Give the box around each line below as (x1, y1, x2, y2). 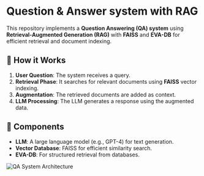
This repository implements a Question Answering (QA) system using (6, 24, 184, 32)
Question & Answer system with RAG (6, 4, 198, 18)
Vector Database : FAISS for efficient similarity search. (15, 144, 152, 152)
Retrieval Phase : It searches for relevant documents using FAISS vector (15, 78, 197, 85)
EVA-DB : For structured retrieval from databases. (15, 151, 140, 158)
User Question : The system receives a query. (15, 71, 130, 79)
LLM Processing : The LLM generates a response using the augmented (15, 97, 194, 105)
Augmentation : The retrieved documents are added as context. (15, 90, 176, 98)
